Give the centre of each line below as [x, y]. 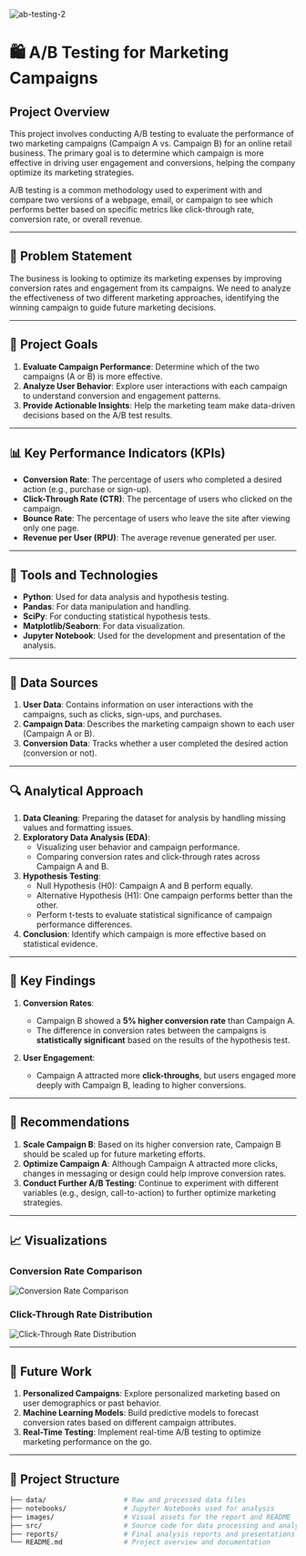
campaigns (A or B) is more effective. [92, 376]
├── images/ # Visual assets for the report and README [150, 1517]
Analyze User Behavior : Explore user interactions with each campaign [155, 386]
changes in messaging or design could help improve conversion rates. [154, 1173]
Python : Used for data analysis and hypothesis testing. [126, 597]
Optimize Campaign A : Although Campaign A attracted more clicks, [150, 1163]
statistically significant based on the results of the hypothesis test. [163, 1040]
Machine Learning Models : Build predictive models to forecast [141, 1413]
